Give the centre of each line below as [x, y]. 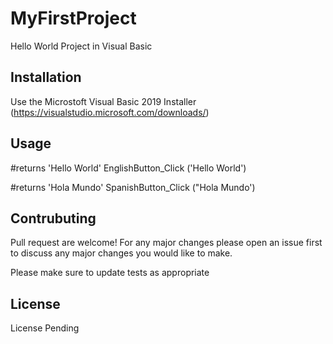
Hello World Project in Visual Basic [81, 46]
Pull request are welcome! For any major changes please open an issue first [166, 243]
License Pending [45, 328]
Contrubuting [53, 218]
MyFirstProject [73, 18]
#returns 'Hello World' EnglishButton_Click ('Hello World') [128, 168]
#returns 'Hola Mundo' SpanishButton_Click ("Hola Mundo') [133, 187]
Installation [46, 77]
